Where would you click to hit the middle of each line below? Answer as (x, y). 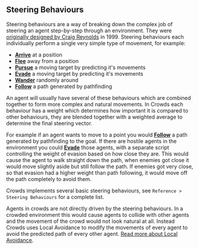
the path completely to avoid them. (49, 179)
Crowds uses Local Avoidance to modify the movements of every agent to (97, 227)
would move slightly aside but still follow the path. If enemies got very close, (100, 166)
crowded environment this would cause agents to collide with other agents (98, 214)
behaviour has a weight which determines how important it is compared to (97, 110)
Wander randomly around (46, 80)
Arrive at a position (38, 55)
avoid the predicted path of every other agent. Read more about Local (92, 234)
